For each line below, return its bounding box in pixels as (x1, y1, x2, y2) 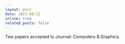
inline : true (5, 16, 32, 21)
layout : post (5, 7, 32, 12)
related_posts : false (5, 20, 50, 26)
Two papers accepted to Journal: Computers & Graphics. (5, 34, 120, 40)
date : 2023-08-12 (5, 12, 41, 16)
